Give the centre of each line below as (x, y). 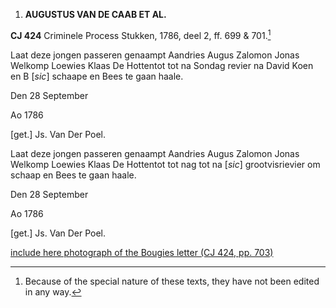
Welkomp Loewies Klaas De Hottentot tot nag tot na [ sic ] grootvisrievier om (165, 164)
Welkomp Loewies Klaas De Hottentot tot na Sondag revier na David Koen (162, 65)
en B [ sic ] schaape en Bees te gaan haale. (97, 76)
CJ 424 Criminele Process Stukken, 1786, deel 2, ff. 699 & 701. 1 (141, 34)
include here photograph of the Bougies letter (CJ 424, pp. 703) (142, 252)
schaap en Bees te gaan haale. (73, 175)
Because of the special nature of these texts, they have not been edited (172, 281)
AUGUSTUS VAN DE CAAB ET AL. (95, 14)
